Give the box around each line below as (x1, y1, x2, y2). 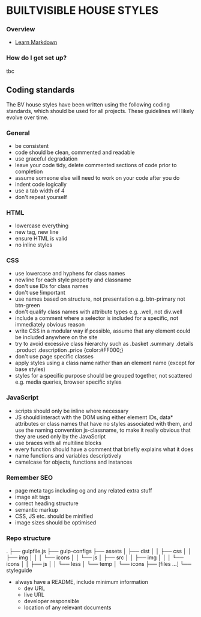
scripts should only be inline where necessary (14, 407, 129, 414)
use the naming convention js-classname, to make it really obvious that (14, 426, 191, 434)
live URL (23, 591, 45, 598)
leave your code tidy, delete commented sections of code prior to (14, 161, 177, 168)
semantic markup (14, 506, 58, 514)
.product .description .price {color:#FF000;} (14, 346, 124, 354)
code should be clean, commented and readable (14, 149, 135, 156)
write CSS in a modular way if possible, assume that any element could (14, 327, 191, 334)
